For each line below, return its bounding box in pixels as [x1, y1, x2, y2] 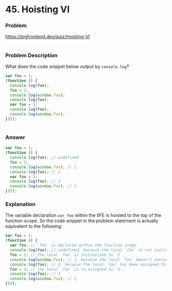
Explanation [5, 201, 36, 208]
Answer [5, 134, 26, 141]
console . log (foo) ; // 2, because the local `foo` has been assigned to [10, 262, 166, 267]
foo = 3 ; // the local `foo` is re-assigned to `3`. [10, 266, 125, 272]
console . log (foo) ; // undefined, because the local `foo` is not [10, 248, 153, 253]
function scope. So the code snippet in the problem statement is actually [5, 217, 159, 224]
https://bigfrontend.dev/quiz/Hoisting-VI [5, 33, 90, 40]
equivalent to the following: [5, 223, 62, 229]
